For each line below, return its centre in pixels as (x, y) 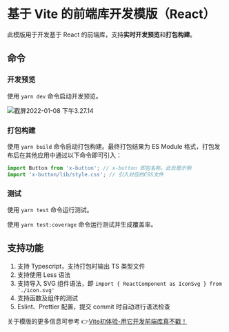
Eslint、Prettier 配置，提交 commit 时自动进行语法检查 (94, 307)
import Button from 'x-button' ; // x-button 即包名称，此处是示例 (99, 168)
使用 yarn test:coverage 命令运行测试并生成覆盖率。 (82, 224)
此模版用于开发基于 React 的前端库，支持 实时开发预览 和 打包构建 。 (102, 34)
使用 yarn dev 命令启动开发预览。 (54, 96)
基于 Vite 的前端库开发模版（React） (111, 14)
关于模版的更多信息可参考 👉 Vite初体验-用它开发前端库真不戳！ (97, 321)
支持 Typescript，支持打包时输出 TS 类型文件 (81, 266)
